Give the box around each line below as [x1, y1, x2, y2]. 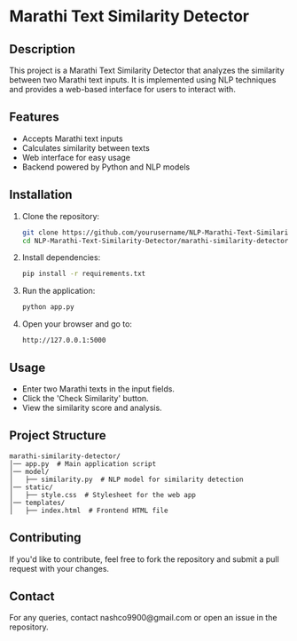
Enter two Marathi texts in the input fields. [21, 384, 176, 394]
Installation [9, 187, 73, 202]
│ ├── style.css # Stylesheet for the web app [9, 490, 197, 499]
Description [9, 42, 75, 57]
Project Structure [9, 428, 106, 443]
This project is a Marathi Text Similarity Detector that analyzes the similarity [9, 65, 285, 75]
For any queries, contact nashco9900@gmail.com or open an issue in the [9, 613, 277, 623]
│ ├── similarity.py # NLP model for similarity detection [9, 475, 244, 484]
